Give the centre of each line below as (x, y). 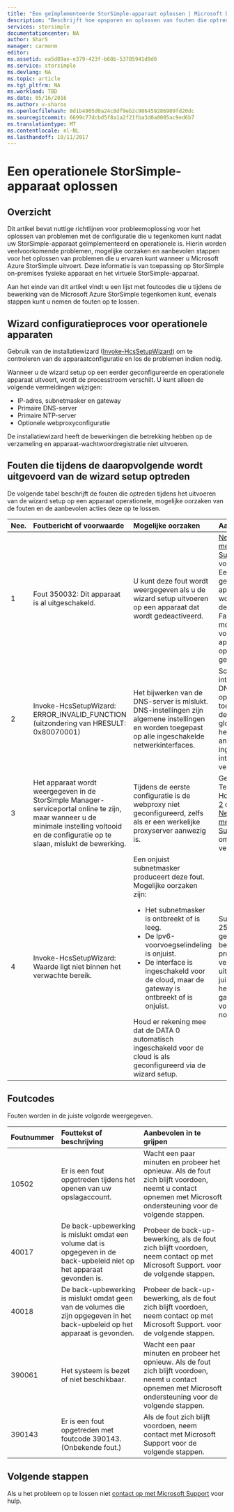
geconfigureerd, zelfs (169, 813)
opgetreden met (87, 1430)
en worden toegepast (168, 727)
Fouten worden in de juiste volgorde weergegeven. (80, 1116)
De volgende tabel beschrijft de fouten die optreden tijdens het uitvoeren (112, 494)
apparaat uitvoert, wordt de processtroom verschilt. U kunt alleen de (106, 380)
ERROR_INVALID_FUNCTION (80, 714)
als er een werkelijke (167, 822)
